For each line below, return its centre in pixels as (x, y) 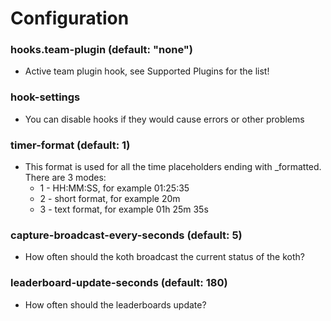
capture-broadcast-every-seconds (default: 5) (126, 235)
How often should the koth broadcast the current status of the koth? (164, 257)
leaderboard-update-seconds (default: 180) (119, 283)
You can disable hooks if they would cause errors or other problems (164, 119)
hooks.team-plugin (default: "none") (101, 50)
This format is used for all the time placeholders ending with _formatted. (173, 167)
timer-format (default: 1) (70, 145)
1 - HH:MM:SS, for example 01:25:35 (114, 188)
